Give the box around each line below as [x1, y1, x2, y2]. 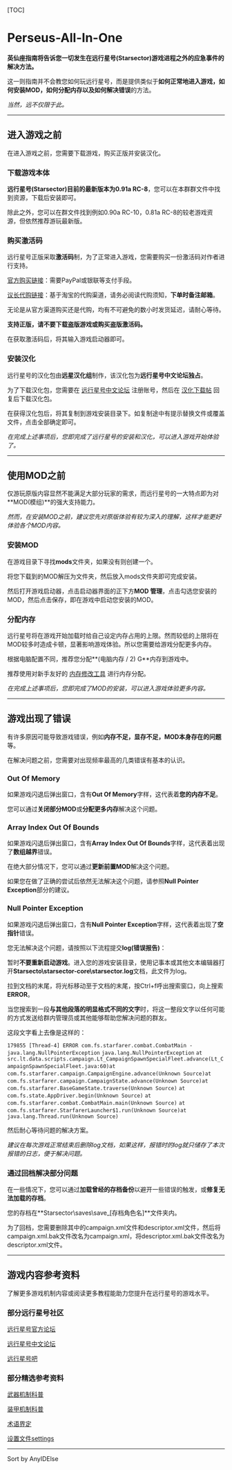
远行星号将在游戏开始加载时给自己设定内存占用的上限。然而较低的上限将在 [7, 632, 219, 640]
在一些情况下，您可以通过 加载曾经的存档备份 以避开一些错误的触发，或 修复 [7, 1186, 219, 1194]
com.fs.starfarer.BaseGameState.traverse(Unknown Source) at [7, 1085, 185, 1092]
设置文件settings [7, 1435, 55, 1443]
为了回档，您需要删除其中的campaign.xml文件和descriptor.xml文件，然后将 [7, 1224, 221, 1232]
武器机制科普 [7, 1390, 43, 1399]
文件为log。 [157, 966, 191, 975]
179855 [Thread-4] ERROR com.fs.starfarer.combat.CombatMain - [7, 1042, 193, 1049]
